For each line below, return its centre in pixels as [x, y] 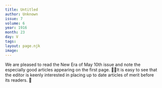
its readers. [16, 80]
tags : [10, 42]
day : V [12, 37]
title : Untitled [21, 10]
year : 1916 [16, 28]
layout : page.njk [23, 46]
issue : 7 [14, 19]
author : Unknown [21, 14]
